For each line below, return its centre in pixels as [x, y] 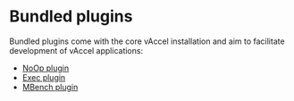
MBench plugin [50, 87]
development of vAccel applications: [76, 50]
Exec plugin [44, 77]
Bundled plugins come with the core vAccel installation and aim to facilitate [147, 41]
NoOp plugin [46, 68]
